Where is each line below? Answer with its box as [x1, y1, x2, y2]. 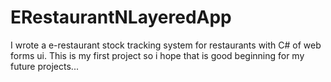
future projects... [10, 60, 79, 72]
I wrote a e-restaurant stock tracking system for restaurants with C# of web [10, 39, 322, 51]
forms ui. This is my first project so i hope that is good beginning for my [10, 49, 305, 61]
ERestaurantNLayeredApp [10, 6, 232, 29]
